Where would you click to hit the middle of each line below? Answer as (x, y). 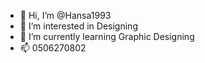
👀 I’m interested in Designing (78, 26)
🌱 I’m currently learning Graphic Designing (107, 36)
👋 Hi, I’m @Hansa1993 (65, 15)
